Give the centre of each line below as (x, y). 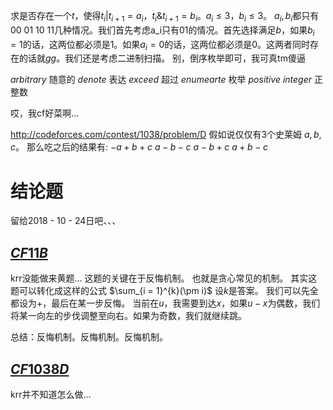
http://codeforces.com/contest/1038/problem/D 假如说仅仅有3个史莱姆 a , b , (166, 135)
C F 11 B (29, 252)
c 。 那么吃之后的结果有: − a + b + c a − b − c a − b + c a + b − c (139, 147)
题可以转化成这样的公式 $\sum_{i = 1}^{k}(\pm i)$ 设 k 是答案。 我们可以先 (160, 291)
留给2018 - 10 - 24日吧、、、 (66, 221)
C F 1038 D (40, 369)
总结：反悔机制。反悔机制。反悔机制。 (89, 337)
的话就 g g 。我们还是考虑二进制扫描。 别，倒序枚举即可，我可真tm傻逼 (162, 58)
